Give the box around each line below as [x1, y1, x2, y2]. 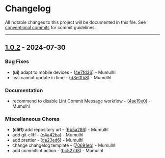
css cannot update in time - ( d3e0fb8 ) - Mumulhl [12, 74, 111, 80]
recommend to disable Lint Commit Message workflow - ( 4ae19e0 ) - [12, 98, 151, 104]
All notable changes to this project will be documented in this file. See [5, 19, 146, 25]
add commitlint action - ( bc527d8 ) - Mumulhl [12, 148, 103, 154]
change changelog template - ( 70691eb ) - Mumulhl [12, 142, 116, 148]
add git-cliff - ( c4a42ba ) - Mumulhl [12, 132, 83, 138]
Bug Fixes [5, 58, 29, 65]
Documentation [5, 87, 43, 94]
